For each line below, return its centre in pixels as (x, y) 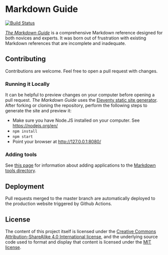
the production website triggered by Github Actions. (59, 204)
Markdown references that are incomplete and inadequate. (66, 43)
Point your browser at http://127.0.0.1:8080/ (57, 142)
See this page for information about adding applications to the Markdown (80, 165)
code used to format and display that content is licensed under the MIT (78, 242)
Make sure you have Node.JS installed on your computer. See (76, 120)
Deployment (25, 186)
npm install (25, 131)
